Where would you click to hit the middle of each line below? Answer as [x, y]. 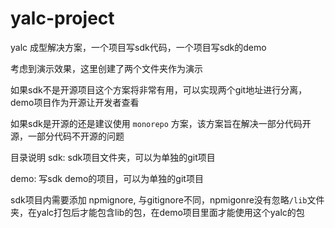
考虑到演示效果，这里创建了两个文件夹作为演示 [106, 68]
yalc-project [62, 18]
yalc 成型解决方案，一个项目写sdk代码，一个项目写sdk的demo [138, 47]
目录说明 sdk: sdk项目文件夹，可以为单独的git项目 [113, 157]
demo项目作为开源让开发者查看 [75, 102]
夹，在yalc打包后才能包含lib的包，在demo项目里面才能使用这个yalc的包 [157, 212]
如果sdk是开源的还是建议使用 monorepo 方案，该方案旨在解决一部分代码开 [161, 123]
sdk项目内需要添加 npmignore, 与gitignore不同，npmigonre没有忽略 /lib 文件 [167, 199]
